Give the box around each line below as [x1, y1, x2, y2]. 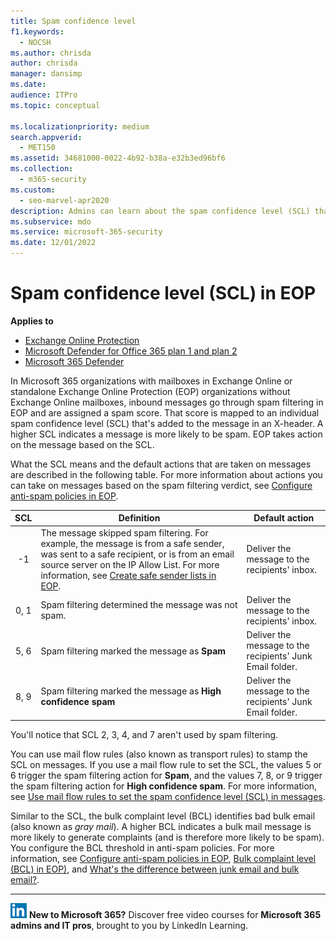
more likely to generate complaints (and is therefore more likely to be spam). [10, 831, 325, 843]
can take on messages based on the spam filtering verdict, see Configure [10, 479, 313, 491]
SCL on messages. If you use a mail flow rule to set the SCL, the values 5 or [10, 758, 323, 770]
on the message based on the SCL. [10, 438, 155, 450]
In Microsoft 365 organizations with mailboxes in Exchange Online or [10, 375, 293, 387]
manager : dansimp [10, 69, 83, 79]
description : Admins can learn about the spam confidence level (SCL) [10, 206, 311, 216]
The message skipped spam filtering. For [40, 526, 209, 539]
